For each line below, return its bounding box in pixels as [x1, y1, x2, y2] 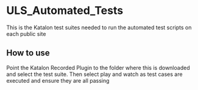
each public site [6, 30, 46, 37]
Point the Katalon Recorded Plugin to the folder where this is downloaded [6, 64, 190, 71]
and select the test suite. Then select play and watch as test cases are [6, 71, 183, 78]
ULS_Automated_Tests [6, 4, 124, 18]
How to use [6, 48, 50, 58]
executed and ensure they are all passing [6, 77, 110, 84]
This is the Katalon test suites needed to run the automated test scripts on [6, 24, 192, 31]
